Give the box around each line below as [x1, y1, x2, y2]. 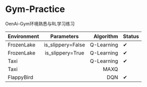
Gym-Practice [5, 3, 65, 15]
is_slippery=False [44, 41, 86, 48]
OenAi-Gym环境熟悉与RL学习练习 [5, 20, 75, 26]
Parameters [50, 32, 79, 39]
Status [123, 32, 139, 39]
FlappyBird [8, 73, 34, 80]
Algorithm [93, 32, 118, 39]
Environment [8, 32, 39, 39]
